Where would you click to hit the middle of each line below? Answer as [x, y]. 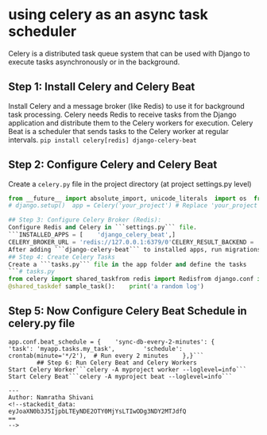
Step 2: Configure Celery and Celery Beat [113, 165]
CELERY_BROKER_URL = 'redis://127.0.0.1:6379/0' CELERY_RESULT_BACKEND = [131, 242]
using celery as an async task [108, 15]
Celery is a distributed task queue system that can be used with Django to [129, 53]
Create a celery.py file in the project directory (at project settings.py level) [130, 183]
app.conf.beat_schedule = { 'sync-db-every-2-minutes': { [112, 342]
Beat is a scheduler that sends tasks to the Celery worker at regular [118, 131]
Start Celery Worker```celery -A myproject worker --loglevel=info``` [128, 370]
